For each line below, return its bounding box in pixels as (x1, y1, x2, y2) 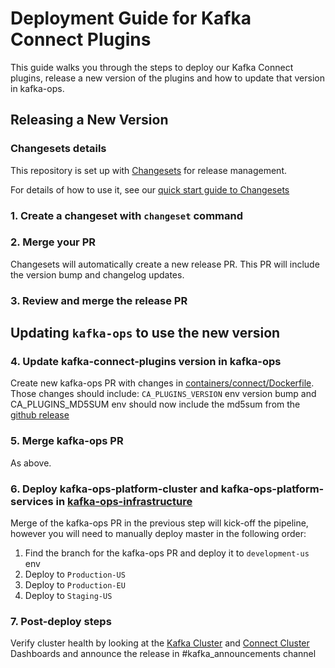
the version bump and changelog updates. (10, 268, 185, 281)
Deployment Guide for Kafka (10, 7, 252, 30)
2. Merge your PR (10, 235, 96, 249)
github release (10, 409, 70, 421)
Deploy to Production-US (24, 568, 126, 581)
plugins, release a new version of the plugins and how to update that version (10, 72, 325, 84)
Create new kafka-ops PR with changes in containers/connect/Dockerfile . (10, 377, 315, 389)
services (10, 494, 54, 508)
